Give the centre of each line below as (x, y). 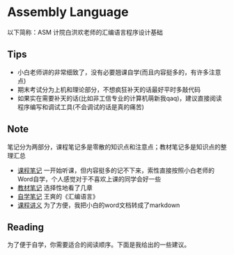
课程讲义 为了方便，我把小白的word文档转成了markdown (99, 205)
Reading (25, 227)
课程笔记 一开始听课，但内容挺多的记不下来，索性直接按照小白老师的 (116, 170)
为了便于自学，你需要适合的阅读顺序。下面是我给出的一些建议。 (99, 245)
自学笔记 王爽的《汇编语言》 (58, 196)
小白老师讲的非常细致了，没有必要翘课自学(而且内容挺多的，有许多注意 (119, 72)
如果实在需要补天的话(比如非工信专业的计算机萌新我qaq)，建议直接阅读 (120, 98)
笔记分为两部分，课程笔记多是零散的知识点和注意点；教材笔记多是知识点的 (114, 147)
